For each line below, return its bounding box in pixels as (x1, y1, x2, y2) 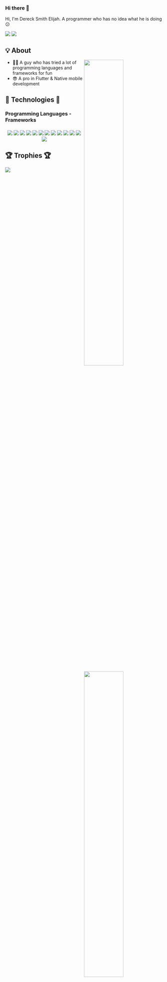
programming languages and (12, 65, 72, 71)
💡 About (5, 46, 31, 55)
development (12, 81, 40, 87)
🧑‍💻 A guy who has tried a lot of (12, 60, 76, 66)
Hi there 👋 (5, 5, 30, 12)
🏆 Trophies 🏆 (5, 151, 51, 160)
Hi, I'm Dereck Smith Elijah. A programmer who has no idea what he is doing (5, 16, 162, 22)
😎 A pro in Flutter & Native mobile (12, 75, 83, 82)
